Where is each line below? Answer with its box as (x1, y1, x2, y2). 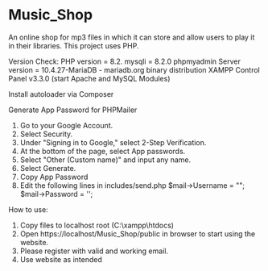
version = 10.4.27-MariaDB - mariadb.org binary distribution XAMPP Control (8, 65, 260, 74)
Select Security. (19, 129, 73, 139)
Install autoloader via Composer (8, 89, 114, 98)
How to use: (8, 204, 48, 215)
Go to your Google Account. (19, 120, 113, 130)
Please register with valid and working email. (19, 246, 169, 256)
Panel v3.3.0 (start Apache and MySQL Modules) (8, 73, 171, 83)
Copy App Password (19, 172, 89, 181)
